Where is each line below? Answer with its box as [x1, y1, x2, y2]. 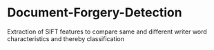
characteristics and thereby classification [7, 34, 124, 42]
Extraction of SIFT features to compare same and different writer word [7, 27, 207, 36]
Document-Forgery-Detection [7, 5, 182, 21]
